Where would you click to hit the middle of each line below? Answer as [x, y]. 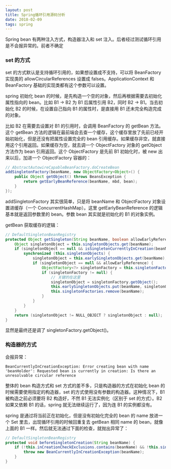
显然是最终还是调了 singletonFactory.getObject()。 [58, 330]
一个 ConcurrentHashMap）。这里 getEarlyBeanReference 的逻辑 [95, 207]
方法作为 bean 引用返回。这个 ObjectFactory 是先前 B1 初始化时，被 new [81, 151]
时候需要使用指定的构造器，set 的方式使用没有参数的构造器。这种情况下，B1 [85, 392]
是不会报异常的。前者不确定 [34, 46]
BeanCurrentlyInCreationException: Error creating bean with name [77, 367]
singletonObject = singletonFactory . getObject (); [104, 282]
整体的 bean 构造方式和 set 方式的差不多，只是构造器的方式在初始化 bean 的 [85, 385]
